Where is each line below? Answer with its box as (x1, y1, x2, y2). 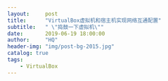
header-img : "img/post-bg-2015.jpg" (7, 43, 115, 50)
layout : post (7, 10, 58, 18)
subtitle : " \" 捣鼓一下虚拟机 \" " (7, 23, 104, 30)
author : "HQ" (7, 37, 58, 44)
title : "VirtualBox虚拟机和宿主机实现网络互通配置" (7, 17, 162, 24)
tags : (7, 56, 23, 63)
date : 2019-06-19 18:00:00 (7, 30, 105, 37)
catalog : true (7, 50, 49, 57)
